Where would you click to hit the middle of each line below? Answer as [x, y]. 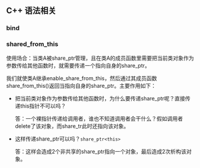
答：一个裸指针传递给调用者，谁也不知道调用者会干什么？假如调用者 [99, 118]
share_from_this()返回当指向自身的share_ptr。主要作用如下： [81, 85]
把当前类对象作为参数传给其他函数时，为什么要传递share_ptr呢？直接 [100, 98]
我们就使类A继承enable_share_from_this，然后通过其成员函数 [82, 78]
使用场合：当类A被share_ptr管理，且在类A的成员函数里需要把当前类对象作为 [100, 58]
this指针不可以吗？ [43, 106]
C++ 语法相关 [31, 11]
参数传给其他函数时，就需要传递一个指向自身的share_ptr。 [78, 65]
